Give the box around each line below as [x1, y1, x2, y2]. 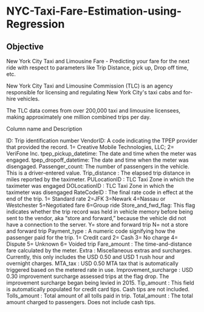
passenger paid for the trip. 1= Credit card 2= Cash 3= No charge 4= [6, 234, 178, 241]
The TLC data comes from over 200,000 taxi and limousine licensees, [6, 107, 181, 114]
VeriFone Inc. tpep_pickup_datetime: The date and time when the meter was [6, 150, 197, 157]
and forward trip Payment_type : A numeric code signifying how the [6, 227, 175, 235]
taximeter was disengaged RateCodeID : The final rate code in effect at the [6, 189, 193, 196]
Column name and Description [6, 125, 83, 132]
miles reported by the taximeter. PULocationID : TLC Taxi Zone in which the [6, 176, 194, 183]
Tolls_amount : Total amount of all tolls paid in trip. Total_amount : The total [6, 292, 193, 299]
